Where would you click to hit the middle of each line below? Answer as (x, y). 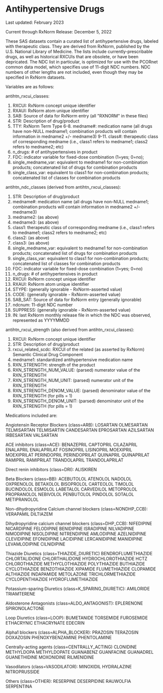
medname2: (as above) (36, 217)
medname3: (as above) (36, 222)
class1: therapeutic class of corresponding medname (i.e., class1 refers (83, 227)
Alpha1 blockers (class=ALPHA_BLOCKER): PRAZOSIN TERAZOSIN (72, 632)
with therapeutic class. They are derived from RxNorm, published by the (78, 46)
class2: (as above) (31, 238)
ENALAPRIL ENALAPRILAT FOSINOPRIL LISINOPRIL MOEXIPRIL (69, 449)
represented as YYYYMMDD (41, 320)
